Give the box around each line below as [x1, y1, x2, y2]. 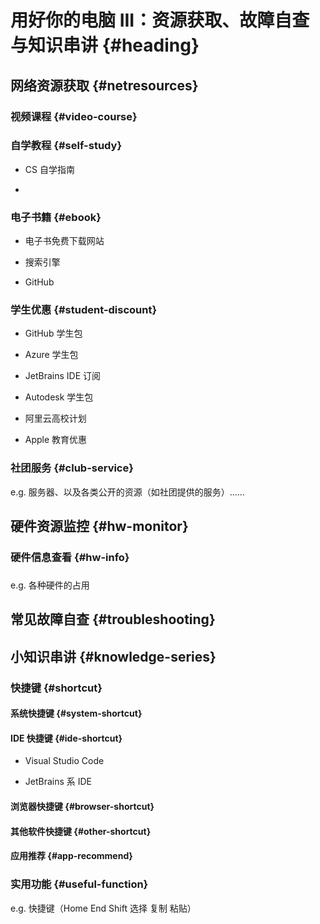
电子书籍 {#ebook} [10, 210, 102, 224]
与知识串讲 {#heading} [10, 34, 200, 57]
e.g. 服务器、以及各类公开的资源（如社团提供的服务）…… [10, 486, 245, 498]
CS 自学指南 [24, 163, 75, 175]
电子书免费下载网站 [24, 235, 105, 247]
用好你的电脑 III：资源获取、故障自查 [10, 9, 310, 32]
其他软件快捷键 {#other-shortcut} [10, 825, 152, 837]
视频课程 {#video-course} [10, 109, 138, 123]
